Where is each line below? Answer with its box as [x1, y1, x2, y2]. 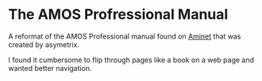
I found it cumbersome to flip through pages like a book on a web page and [8, 55, 255, 64]
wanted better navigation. [8, 63, 93, 72]
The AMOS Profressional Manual [8, 6, 229, 24]
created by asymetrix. [8, 39, 80, 49]
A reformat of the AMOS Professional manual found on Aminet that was [8, 31, 241, 41]
